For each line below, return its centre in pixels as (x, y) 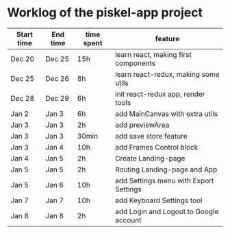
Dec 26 (57, 78)
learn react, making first (153, 54)
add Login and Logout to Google (167, 211)
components (136, 63)
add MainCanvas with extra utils (166, 113)
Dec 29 (57, 98)
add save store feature (151, 136)
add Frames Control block (157, 147)
